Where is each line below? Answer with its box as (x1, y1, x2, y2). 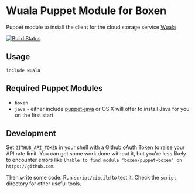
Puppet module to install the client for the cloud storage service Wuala (6, 23, 176, 31)
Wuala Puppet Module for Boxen (6, 4, 167, 18)
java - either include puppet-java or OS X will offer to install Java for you (14, 105, 190, 112)
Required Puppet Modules (6, 83, 103, 93)
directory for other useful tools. (6, 180, 81, 187)
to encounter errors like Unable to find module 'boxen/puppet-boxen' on (6, 157, 183, 164)
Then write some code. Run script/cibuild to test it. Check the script (6, 174, 177, 181)
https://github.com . (6, 162, 55, 170)
